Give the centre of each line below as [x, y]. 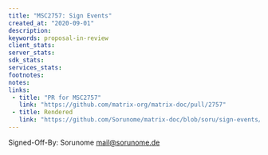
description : [30, 30]
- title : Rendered [42, 113]
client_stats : [32, 46]
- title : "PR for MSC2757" [57, 97]
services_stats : [35, 68]
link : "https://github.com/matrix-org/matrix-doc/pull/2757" [122, 105]
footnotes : [26, 75]
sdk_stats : [26, 61]
